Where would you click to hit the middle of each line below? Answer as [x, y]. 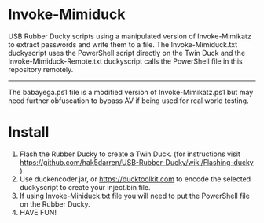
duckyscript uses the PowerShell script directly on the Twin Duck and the [127, 53]
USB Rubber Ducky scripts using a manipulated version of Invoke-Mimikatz [130, 36]
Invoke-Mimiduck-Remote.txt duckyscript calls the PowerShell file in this [125, 61]
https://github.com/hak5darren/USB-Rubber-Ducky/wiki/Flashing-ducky [136, 162]
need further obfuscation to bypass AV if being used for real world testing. [128, 101]
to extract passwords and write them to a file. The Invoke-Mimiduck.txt [123, 44]
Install [29, 132]
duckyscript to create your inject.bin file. [85, 187]
